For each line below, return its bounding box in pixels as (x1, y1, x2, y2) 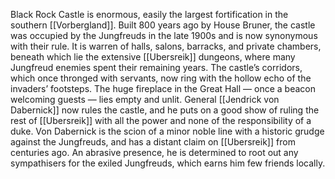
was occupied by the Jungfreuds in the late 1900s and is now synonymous (10, 30, 318, 41)
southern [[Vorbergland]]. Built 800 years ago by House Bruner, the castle (10, 19, 316, 31)
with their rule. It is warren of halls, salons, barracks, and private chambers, (10, 40, 322, 52)
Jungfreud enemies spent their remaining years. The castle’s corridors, (10, 62, 303, 73)
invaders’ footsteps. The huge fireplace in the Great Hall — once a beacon (10, 83, 316, 94)
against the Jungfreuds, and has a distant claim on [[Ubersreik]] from (10, 136, 296, 148)
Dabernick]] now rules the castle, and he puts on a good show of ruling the (10, 104, 320, 116)
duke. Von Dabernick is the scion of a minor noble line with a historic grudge (10, 125, 325, 137)
